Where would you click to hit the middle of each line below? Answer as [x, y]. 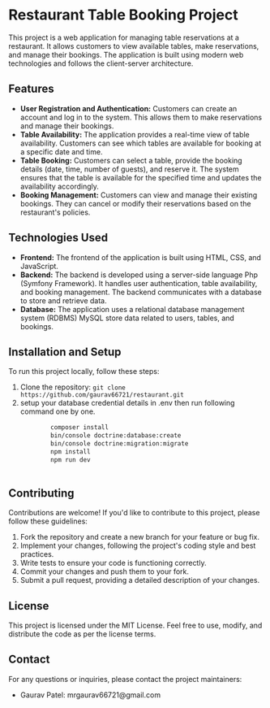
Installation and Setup [65, 352]
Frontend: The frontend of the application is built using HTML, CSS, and [141, 257]
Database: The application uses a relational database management [132, 309]
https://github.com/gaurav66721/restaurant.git [102, 395]
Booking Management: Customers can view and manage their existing [139, 195]
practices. [37, 554]
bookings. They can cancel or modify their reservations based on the [135, 203]
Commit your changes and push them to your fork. [104, 571]
